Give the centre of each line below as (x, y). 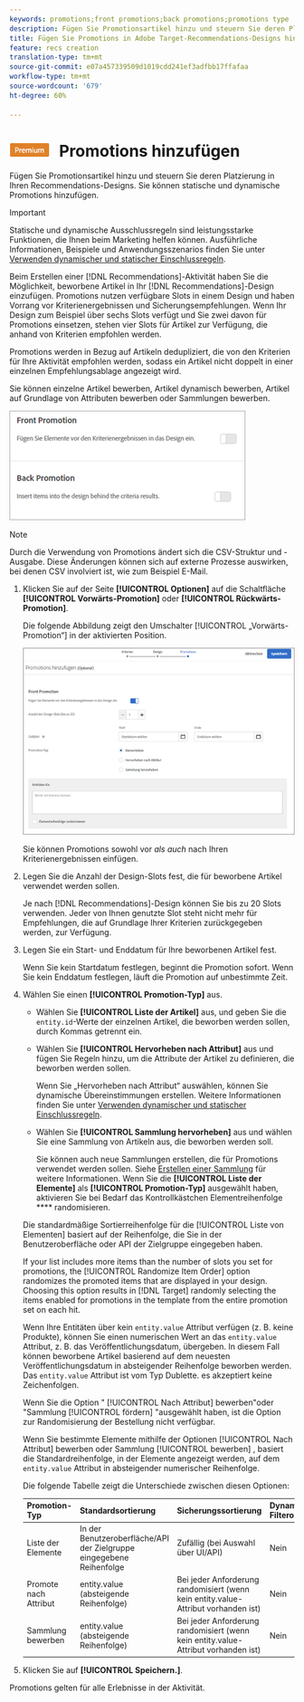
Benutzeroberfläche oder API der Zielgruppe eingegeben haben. (142, 1244)
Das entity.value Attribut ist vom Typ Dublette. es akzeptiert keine (147, 1375)
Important (28, 213)
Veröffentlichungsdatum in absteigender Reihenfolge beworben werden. (157, 1365)
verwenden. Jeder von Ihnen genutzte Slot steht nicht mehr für (140, 913)
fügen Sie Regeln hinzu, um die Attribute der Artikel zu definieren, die (165, 1058)
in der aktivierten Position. (118, 636)
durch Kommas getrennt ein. (89, 1031)
